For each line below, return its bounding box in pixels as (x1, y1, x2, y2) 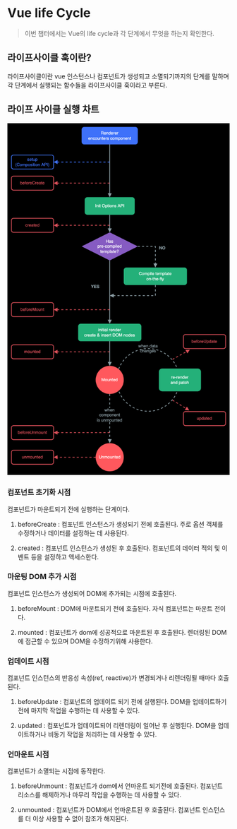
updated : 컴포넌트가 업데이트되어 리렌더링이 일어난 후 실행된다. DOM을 (17, 722, 217, 730)
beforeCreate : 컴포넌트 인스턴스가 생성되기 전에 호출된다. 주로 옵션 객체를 (17, 520, 224, 528)
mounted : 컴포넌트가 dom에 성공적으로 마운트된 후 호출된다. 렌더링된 (17, 628, 211, 636)
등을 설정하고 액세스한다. (30, 552, 99, 561)
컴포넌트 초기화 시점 (7, 487, 71, 497)
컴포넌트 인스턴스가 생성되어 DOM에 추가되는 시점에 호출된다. (7, 589, 177, 597)
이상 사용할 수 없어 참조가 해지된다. (32, 814, 129, 823)
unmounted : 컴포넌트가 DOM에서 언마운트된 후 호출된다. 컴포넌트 (17, 806, 201, 814)
